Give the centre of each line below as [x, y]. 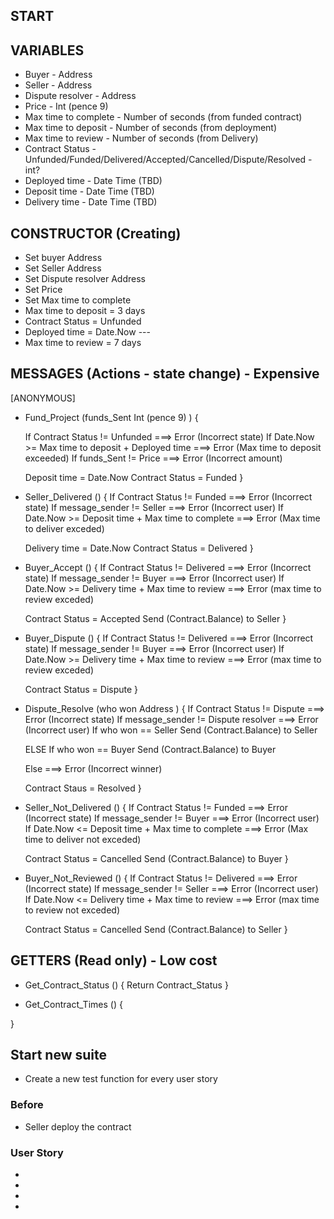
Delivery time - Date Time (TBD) [91, 202]
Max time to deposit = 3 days [85, 311]
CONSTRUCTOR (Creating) [96, 233]
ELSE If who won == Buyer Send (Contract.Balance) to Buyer [150, 749]
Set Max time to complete [78, 300]
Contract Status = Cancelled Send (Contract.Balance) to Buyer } [156, 858]
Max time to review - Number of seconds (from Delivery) [141, 138]
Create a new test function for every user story [121, 1079]
